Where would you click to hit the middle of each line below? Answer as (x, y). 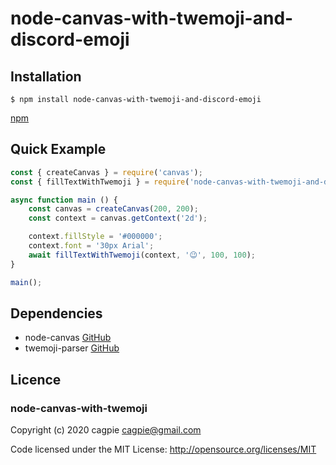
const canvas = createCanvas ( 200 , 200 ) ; (113, 209)
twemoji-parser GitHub (72, 348)
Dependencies (56, 313)
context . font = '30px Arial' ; (91, 246)
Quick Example (58, 149)
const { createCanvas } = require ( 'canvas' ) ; (106, 172)
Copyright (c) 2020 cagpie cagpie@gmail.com (106, 430)
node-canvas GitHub (68, 338)
